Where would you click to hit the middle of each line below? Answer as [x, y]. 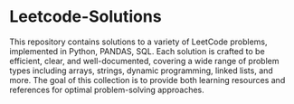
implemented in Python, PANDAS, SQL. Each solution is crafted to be [137, 51]
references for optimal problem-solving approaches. [107, 90]
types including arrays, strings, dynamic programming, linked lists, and [141, 71]
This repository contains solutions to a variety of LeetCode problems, [138, 42]
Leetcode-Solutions [85, 17]
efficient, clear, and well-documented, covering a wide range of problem [144, 61]
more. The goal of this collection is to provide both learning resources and [147, 80]
